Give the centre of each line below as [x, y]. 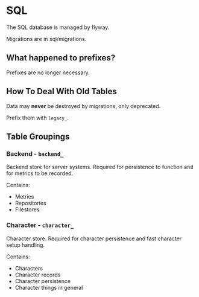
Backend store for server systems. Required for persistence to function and [100, 167]
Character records [38, 275]
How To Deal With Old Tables [62, 91]
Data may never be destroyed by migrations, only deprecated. [84, 106]
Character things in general [49, 287]
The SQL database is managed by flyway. [58, 27]
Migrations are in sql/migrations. [46, 39]
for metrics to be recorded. [40, 173]
